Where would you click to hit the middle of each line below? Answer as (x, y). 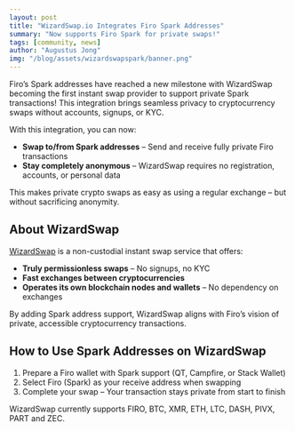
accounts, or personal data (72, 175)
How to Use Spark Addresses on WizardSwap (138, 351)
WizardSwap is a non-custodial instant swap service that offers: (126, 251)
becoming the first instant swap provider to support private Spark (129, 93)
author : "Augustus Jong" (55, 51)
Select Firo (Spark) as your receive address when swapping (132, 382)
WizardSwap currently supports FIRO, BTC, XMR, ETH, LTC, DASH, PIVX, (142, 409)
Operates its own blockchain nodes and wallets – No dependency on (150, 287)
